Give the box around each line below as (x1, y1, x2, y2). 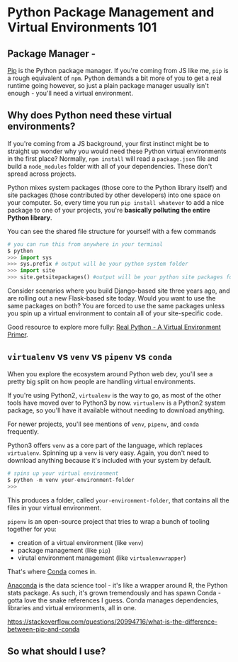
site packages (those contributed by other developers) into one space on (7, 191, 221, 199)
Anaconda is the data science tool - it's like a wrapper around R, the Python (7, 580, 228, 589)
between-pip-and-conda (7, 624, 80, 633)
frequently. (7, 427, 39, 436)
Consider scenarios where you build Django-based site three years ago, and (7, 286, 230, 295)
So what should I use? (7, 645, 106, 657)
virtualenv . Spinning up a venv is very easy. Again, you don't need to (7, 448, 209, 457)
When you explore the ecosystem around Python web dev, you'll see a (7, 369, 213, 378)
